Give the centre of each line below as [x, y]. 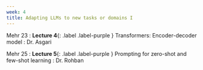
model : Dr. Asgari [29, 42]
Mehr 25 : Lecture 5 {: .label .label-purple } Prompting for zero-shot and [97, 53]
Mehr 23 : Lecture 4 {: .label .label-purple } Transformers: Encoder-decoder [102, 35]
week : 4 [16, 12]
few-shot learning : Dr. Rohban [45, 60]
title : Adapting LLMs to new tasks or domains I [70, 18]
